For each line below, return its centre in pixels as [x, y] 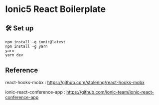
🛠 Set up [19, 28]
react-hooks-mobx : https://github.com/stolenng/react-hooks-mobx [75, 82]
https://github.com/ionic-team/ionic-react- [110, 92]
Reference [22, 70]
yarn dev [14, 55]
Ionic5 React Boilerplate [56, 9]
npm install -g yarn [27, 46]
